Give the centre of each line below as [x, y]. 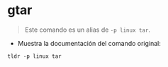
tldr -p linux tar [34, 56]
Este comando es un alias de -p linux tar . [88, 30]
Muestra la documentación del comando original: [89, 43]
